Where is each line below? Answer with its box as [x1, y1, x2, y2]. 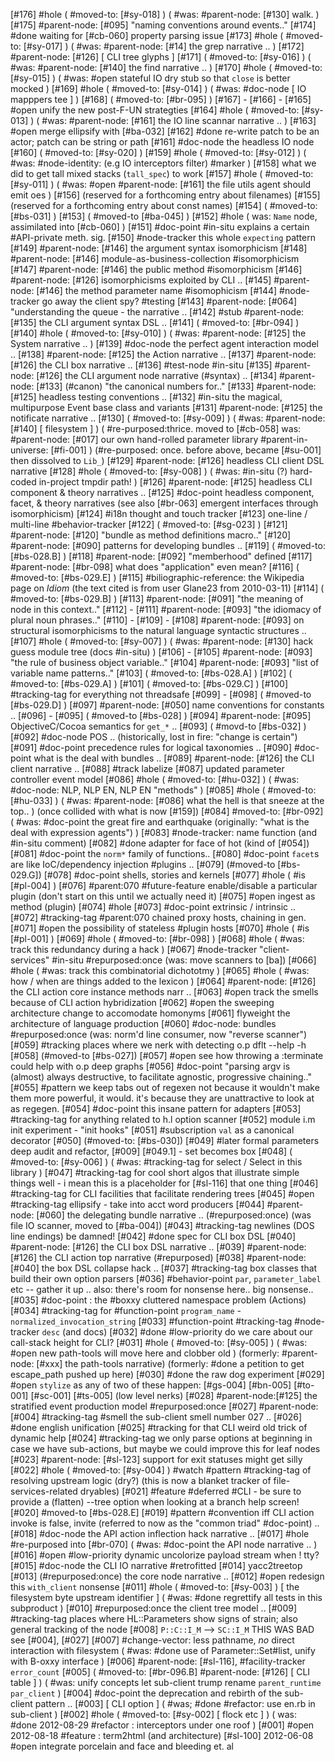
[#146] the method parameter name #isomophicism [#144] [36, 285, 278, 296]
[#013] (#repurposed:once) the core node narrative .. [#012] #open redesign [10, 1570, 325, 1582]
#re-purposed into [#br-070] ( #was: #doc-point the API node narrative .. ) [10, 1539, 318, 1550]
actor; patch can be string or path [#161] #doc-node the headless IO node [10, 136, 315, 148]
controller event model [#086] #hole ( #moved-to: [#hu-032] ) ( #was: [10, 774, 300, 785]
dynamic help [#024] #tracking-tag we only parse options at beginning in [10, 1432, 313, 1444]
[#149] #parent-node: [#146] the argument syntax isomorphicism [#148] [10, 242, 308, 254]
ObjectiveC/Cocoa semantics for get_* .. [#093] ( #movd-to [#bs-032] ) [10, 720, 307, 732]
